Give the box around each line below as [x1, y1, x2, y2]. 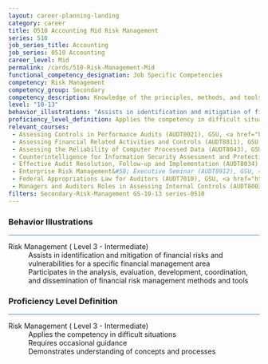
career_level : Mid [8, 57, 69, 65]
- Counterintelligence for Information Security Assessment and [11, 152, 230, 160]
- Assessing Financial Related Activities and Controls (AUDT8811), [11, 137, 245, 146]
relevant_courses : [8, 123, 69, 131]
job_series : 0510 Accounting [8, 49, 105, 57]
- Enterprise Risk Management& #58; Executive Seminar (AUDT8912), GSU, [11, 168, 255, 176]
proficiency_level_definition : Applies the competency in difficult [8, 116, 241, 124]
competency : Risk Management [8, 78, 105, 86]
